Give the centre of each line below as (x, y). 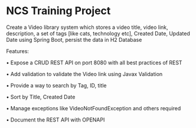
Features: (18, 51)
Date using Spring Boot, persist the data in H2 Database (74, 40)
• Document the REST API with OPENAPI (55, 120)
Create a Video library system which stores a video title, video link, (87, 27)
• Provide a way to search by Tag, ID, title (56, 85)
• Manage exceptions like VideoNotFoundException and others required (94, 108)
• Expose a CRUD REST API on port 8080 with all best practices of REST (94, 63)
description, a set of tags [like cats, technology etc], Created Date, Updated (98, 33)
